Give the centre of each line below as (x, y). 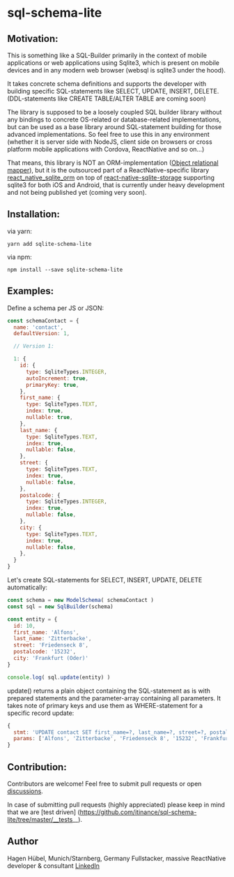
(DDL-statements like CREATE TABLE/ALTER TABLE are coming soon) (107, 98)
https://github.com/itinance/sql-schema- (138, 812)
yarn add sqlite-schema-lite (49, 244)
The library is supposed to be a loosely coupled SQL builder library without (115, 112)
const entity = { (32, 619)
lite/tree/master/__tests (40, 819)
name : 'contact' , (39, 327)
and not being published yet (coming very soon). (77, 192)
